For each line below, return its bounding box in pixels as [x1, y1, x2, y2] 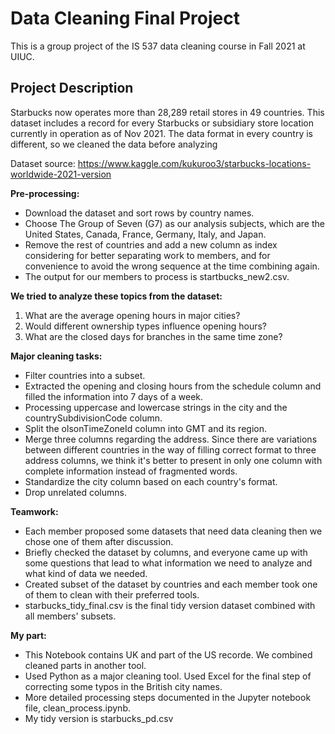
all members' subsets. [24, 610, 117, 622]
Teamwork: [10, 505, 59, 517]
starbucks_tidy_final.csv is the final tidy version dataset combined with [24, 599, 316, 611]
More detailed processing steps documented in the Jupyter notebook [24, 691, 312, 703]
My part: [10, 629, 47, 641]
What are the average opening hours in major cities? [24, 309, 241, 321]
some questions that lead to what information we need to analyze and [24, 557, 313, 569]
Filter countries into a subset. [24, 369, 146, 381]
